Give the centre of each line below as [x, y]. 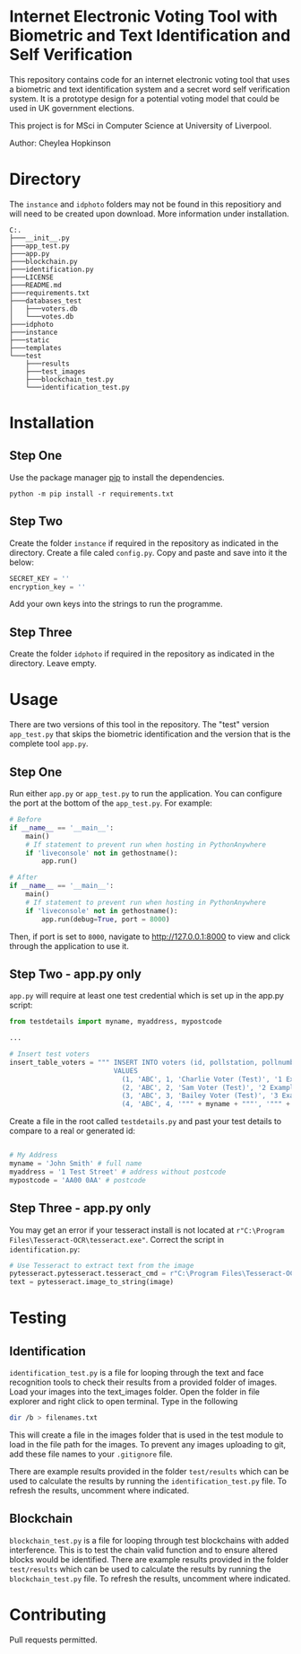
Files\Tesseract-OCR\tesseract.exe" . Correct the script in [117, 1239]
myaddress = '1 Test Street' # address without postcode [118, 1172]
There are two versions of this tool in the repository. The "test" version [139, 725]
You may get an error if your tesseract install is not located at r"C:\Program [147, 1230]
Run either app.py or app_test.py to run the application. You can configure [146, 793]
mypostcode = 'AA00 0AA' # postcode [77, 1180]
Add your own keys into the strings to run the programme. [116, 604]
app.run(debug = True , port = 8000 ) [106, 919]
